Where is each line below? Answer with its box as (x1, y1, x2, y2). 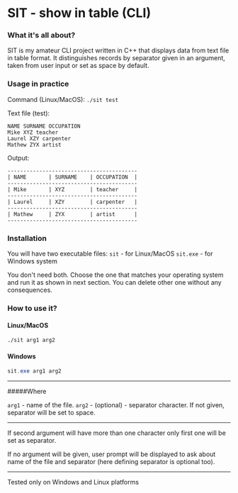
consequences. (7, 285, 53, 295)
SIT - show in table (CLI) (7, 5, 151, 21)
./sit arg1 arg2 (7, 336, 55, 344)
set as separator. (7, 436, 57, 445)
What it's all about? (7, 30, 76, 40)
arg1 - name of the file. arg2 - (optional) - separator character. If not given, (7, 401, 225, 409)
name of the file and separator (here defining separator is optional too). (7, 458, 215, 466)
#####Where (7, 387, 47, 396)
